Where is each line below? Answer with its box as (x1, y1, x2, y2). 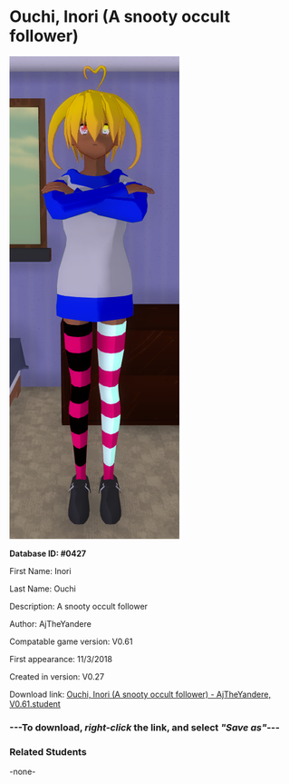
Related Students (9, 745, 88, 758)
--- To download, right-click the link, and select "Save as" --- (9, 720, 281, 733)
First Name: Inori (9, 565, 72, 576)
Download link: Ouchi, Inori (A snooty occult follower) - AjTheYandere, (9, 689, 272, 700)
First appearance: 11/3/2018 (9, 653, 113, 664)
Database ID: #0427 (9, 548, 87, 559)
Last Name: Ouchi (9, 583, 77, 594)
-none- (9, 766, 36, 778)
